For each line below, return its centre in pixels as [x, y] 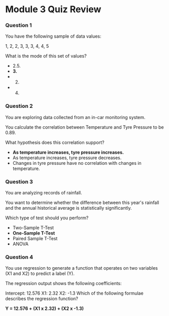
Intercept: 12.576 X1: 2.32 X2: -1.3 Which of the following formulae [74, 293]
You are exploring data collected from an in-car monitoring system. [75, 117]
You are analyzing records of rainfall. [44, 193]
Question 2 [19, 106]
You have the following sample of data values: [53, 36]
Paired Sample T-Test [35, 239]
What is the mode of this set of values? [46, 56]
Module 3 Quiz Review [53, 9]
